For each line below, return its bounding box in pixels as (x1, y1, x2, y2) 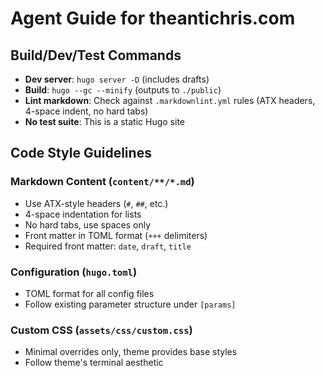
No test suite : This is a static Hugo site (24, 116, 185, 127)
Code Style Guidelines (10, 145, 152, 162)
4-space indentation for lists (24, 208, 142, 220)
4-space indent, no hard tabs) (24, 105, 149, 117)
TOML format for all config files (24, 287, 155, 299)
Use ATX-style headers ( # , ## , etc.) (24, 197, 169, 209)
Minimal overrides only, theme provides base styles (24, 346, 238, 358)
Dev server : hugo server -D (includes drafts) (24, 73, 210, 85)
